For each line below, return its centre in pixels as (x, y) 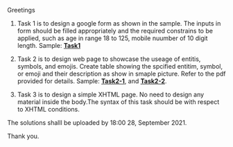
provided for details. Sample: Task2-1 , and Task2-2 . (92, 81)
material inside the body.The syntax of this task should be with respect (118, 102)
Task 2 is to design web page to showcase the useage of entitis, (109, 59)
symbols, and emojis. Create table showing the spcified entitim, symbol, (120, 66)
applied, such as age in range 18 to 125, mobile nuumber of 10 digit (112, 38)
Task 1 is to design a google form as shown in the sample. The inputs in (119, 23)
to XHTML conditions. (48, 109)
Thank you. (23, 136)
